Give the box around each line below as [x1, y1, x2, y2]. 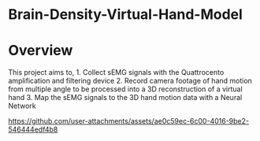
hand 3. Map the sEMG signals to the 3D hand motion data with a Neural [8, 93, 243, 102]
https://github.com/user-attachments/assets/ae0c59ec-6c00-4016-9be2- [8, 117, 250, 126]
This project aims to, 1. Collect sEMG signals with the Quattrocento [8, 68, 225, 77]
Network [8, 101, 37, 111]
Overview [8, 42, 73, 60]
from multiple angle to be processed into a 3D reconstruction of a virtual [8, 84, 243, 94]
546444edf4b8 [8, 124, 58, 135]
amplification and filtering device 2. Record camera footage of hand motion [8, 76, 252, 86]
